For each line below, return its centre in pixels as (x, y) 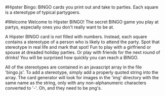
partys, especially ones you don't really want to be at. (60, 27)
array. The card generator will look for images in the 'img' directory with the (82, 78)
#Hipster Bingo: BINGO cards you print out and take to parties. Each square (82, 7)
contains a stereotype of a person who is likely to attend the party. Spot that (82, 42)
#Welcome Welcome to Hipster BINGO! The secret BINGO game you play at (82, 22)
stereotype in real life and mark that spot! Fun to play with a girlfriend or (78, 47)
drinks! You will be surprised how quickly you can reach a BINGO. (72, 58)
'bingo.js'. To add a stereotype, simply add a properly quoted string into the (82, 72)
